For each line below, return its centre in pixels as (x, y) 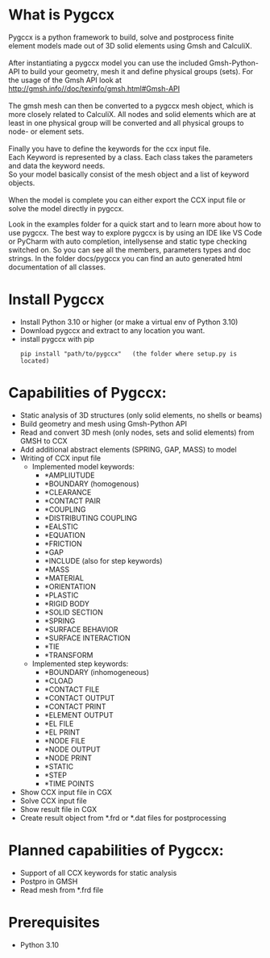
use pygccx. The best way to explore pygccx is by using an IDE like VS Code (135, 232)
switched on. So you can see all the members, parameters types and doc (130, 250)
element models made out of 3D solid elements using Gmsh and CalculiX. (130, 45)
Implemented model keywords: (83, 466)
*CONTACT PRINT (75, 706)
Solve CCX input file (53, 801)
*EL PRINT (62, 732)
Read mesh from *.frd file (62, 889)
